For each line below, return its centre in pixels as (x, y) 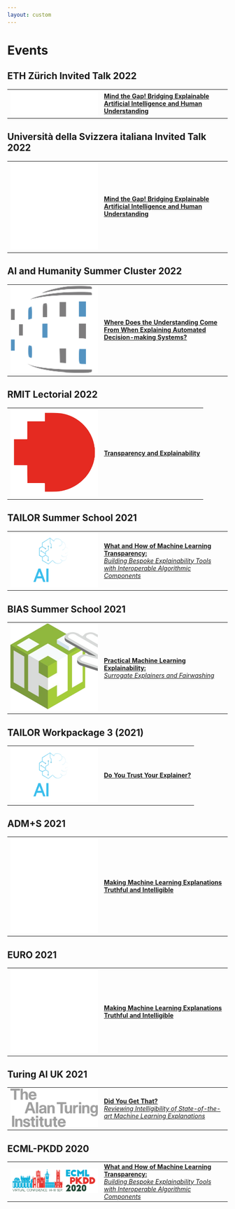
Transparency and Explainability (152, 453)
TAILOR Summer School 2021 (72, 518)
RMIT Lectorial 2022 (52, 394)
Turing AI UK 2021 (47, 1074)
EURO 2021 (32, 955)
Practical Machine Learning (145, 660)
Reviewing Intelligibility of (140, 1108)
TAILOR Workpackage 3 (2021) (76, 733)
